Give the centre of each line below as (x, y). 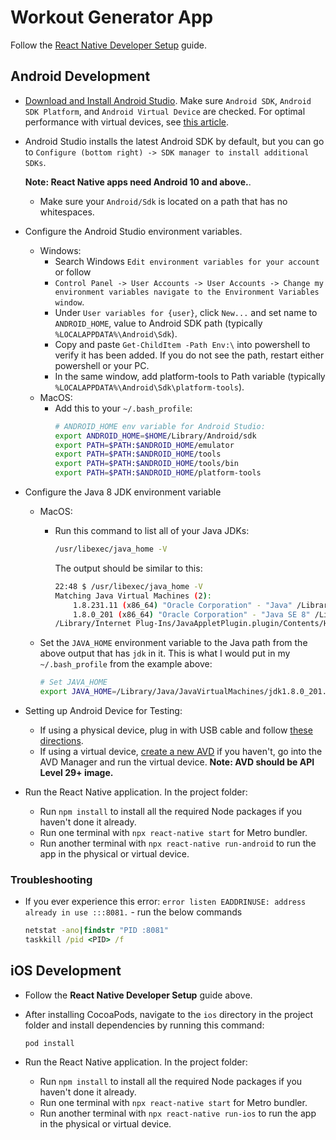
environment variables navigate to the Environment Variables (187, 292)
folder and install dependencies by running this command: (144, 1025)
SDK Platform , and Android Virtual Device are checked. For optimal (165, 111)
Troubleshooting (51, 879)
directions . (61, 740)
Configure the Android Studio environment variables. (133, 231)
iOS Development (66, 971)
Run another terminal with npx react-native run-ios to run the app (178, 1113)
